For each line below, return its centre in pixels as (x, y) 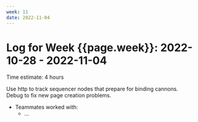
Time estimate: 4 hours (35, 77)
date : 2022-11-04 (28, 18)
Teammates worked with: (47, 107)
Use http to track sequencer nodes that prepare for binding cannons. (92, 89)
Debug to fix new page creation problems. (59, 95)
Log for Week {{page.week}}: (82, 48)
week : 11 (17, 12)
